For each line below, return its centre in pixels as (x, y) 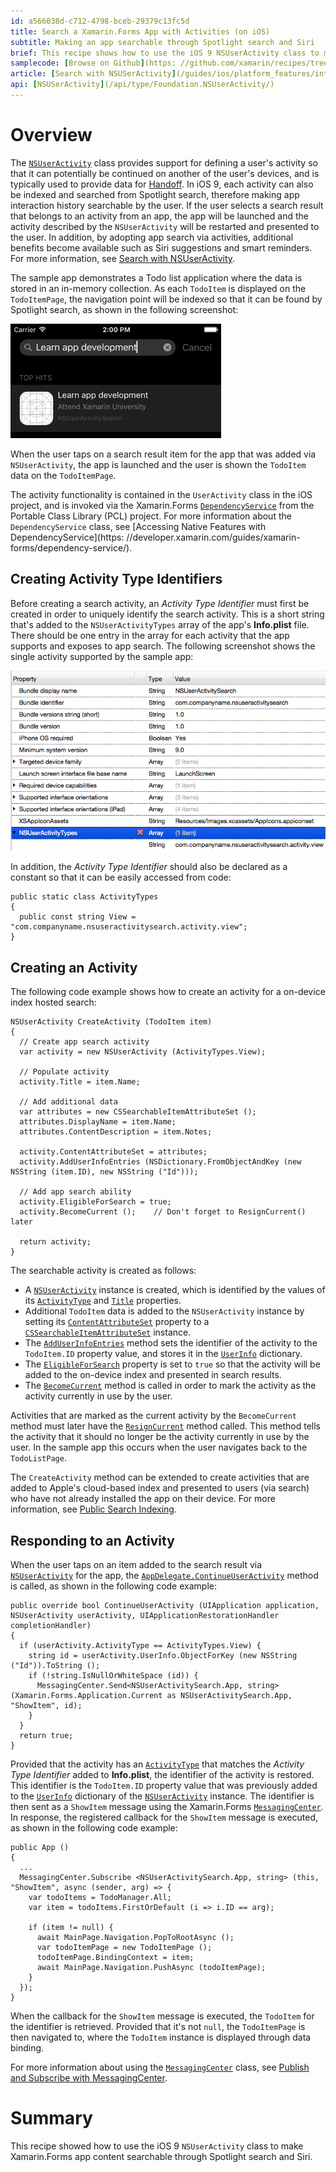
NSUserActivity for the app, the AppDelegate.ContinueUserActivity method (164, 1576)
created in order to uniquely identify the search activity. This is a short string (167, 614)
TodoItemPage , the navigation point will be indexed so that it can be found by (166, 299)
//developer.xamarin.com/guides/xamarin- (213, 537)
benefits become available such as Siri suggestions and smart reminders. (161, 247)
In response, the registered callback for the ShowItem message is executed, (164, 1817)
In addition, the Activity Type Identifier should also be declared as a (149, 867)
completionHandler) (51, 1626)
